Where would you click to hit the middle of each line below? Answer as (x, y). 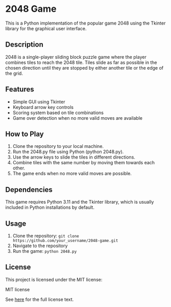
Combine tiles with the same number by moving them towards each (83, 163)
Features (20, 89)
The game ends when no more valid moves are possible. (72, 173)
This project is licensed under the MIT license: (54, 279)
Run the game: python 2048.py (45, 251)
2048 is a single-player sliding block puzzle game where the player (76, 57)
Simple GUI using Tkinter (39, 102)
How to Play (25, 134)
